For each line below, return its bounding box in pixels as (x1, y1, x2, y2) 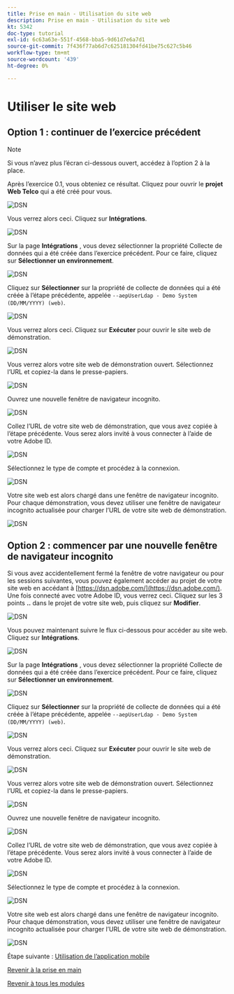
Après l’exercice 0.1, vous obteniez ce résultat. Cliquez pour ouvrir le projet (7, 179, 224, 188)
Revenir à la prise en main (7, 966, 82, 974)
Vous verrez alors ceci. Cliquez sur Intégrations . (7, 214, 147, 223)
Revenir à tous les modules (7, 979, 85, 988)
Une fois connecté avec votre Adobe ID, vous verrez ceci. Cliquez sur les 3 (7, 591, 223, 600)
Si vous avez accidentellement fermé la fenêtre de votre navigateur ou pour (7, 569, 225, 578)
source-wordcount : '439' (7, 56, 80, 63)
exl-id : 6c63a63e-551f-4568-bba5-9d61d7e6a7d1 (7, 36, 145, 43)
